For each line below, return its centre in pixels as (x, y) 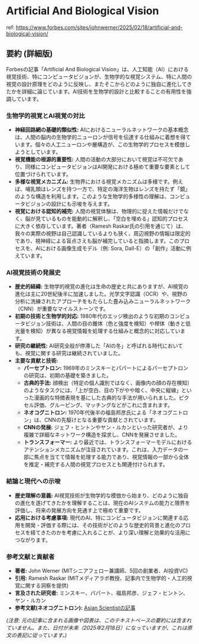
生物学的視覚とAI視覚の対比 (46, 116)
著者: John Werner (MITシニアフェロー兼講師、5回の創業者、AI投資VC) (101, 570)
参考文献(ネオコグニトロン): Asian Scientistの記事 (75, 608)
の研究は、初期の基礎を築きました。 (68, 375)
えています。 (30, 256)
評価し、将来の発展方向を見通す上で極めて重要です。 (79, 510)
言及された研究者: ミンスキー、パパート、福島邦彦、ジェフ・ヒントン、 (101, 593)
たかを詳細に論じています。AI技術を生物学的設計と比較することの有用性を (96, 91)
